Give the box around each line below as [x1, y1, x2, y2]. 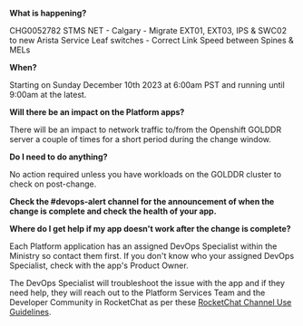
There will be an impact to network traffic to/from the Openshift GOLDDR [9, 124, 282, 135]
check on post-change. [9, 178, 97, 189]
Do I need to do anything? [9, 151, 108, 162]
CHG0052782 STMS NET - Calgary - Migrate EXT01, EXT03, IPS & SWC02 [9, 25, 288, 35]
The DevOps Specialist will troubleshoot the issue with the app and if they [9, 278, 286, 288]
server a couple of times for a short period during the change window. [9, 134, 272, 144]
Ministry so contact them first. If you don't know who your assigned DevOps [9, 251, 295, 261]
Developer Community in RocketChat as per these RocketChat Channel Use [9, 297, 292, 307]
